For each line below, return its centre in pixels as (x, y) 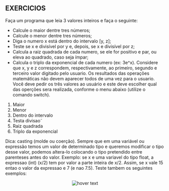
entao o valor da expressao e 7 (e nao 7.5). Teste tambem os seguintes (79, 168)
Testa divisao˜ (28, 120)
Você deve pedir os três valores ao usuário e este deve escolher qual (85, 84)
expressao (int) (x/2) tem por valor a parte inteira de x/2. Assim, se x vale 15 (84, 162)
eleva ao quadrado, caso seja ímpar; (50, 57)
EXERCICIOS (26, 8)
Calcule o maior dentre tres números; (51, 30)
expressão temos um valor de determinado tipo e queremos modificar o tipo (85, 147)
